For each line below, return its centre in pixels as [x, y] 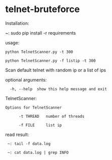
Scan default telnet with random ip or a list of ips [56, 70]
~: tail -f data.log [29, 144]
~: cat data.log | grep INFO [38, 152]
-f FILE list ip [40, 125]
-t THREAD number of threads [51, 116]
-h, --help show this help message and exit [59, 89]
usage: [12, 43]
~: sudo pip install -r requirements [41, 33]
